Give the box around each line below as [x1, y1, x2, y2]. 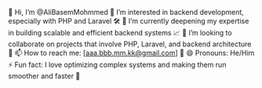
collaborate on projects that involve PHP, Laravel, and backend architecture [8, 39, 252, 49]
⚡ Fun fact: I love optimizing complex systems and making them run [8, 60, 227, 69]
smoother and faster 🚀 [8, 71, 81, 80]
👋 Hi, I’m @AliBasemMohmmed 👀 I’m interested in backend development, [8, 8, 245, 16]
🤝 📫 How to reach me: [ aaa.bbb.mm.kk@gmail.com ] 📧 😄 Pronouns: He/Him [8, 48, 255, 57]
